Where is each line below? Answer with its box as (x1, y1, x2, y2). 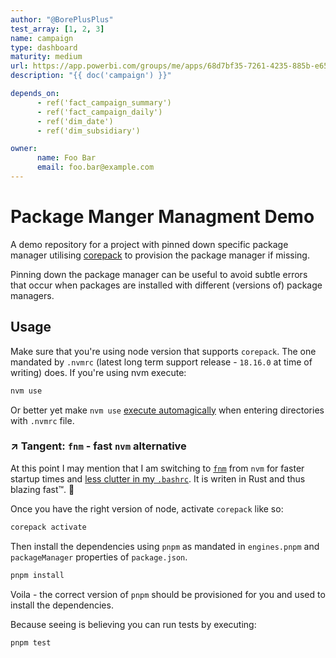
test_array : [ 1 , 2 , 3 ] (10, 24, 105, 34)
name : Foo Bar (36, 153, 97, 163)
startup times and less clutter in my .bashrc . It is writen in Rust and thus (10, 472, 306, 485)
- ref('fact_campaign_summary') (36, 97, 172, 108)
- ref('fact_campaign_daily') (36, 107, 163, 117)
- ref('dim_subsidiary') (36, 126, 141, 136)
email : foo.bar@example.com (36, 162, 155, 173)
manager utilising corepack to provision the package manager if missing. (10, 249, 310, 261)
